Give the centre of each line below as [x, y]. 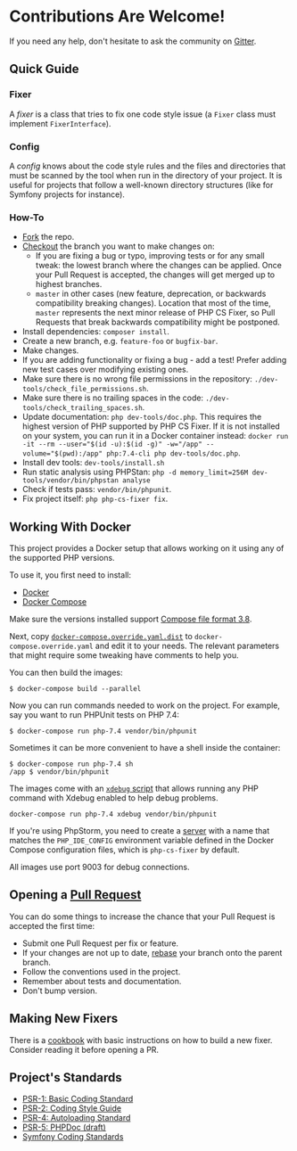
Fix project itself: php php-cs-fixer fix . [95, 499]
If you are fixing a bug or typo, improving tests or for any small [150, 256]
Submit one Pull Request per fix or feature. [100, 943]
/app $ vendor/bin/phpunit [59, 772]
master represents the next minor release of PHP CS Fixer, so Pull [155, 313]
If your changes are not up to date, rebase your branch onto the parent [152, 952]
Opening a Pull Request [75, 895]
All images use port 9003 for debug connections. [99, 867]
